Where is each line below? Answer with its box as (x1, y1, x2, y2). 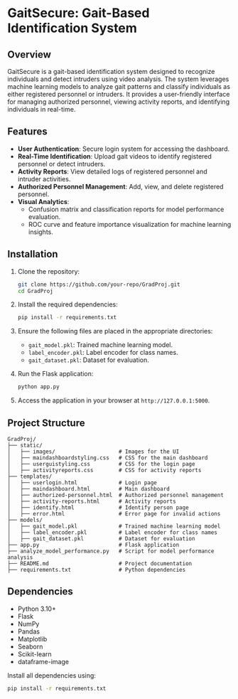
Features (7, 126, 48, 138)
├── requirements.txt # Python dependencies (7, 566, 186, 573)
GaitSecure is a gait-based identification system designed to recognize (7, 68, 215, 75)
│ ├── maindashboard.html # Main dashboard (7, 485, 171, 492)
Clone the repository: (17, 267, 80, 275)
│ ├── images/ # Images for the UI (7, 448, 180, 455)
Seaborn (17, 642, 43, 651)
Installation (7, 248, 58, 260)
